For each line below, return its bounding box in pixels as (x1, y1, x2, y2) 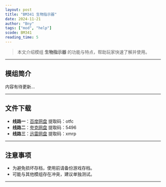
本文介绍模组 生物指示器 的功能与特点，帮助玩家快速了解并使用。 (17, 49, 150, 55)
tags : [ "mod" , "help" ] (5, 26, 52, 31)
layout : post (5, 7, 32, 12)
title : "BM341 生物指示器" (5, 12, 57, 17)
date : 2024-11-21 (5, 16, 41, 21)
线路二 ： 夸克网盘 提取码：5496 (12, 124, 77, 130)
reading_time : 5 (5, 35, 39, 40)
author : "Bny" (5, 21, 35, 26)
